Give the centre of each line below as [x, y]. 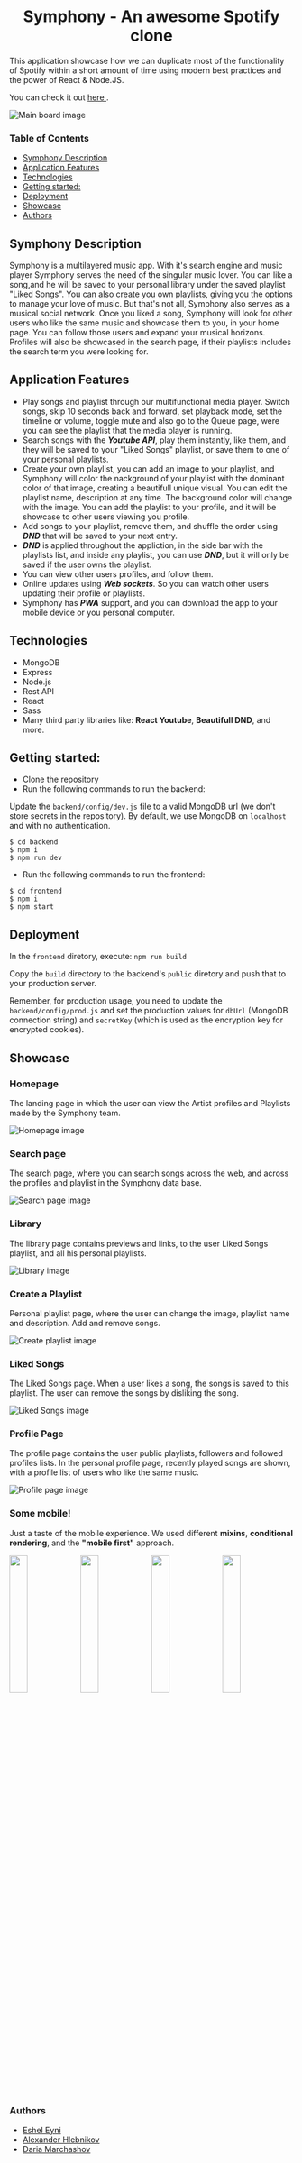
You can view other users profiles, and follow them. [118, 573]
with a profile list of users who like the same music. [105, 1472]
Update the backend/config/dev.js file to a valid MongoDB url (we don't [142, 807]
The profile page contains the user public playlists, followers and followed [146, 1453]
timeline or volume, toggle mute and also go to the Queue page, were [151, 420]
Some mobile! [40, 1514]
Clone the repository [60, 779]
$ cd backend [34, 842]
